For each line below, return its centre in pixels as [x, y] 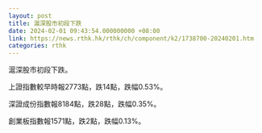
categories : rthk [37, 46]
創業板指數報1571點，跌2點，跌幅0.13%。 [77, 121]
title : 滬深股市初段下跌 [45, 23]
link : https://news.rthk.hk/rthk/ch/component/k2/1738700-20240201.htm [131, 38]
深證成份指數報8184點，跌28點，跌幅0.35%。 [85, 104]
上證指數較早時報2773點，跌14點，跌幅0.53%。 [88, 87]
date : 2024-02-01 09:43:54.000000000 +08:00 [84, 31]
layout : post [30, 16]
